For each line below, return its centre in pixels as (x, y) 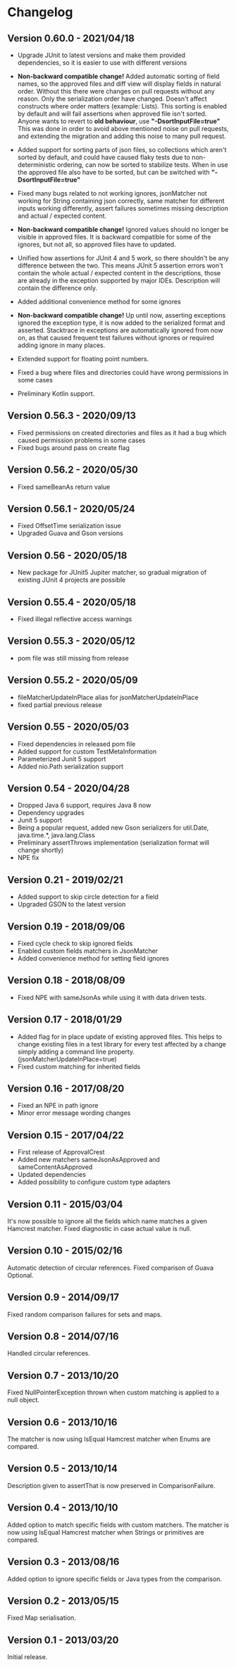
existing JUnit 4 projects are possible (71, 580)
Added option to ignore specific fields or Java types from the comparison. (115, 1579)
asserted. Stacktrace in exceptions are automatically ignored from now (120, 330)
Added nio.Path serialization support (70, 766)
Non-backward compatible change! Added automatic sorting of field (118, 76)
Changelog (40, 12)
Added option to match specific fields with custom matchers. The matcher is (118, 1525)
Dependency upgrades (51, 813)
